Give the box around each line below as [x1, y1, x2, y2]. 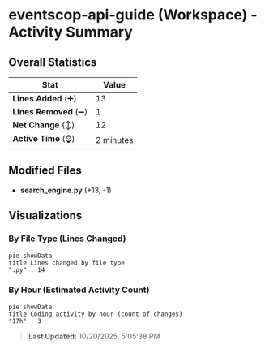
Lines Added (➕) [12, 93, 77, 104]
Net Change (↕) [12, 119, 75, 131]
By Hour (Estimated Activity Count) [8, 284, 150, 295]
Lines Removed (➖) [12, 106, 88, 117]
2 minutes [95, 134, 134, 145]
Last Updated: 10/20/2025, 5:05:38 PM [28, 331, 160, 341]
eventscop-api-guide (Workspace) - [8, 6, 258, 24]
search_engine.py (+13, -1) [19, 185, 112, 195]
